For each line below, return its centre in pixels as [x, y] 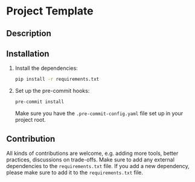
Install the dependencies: [46, 68]
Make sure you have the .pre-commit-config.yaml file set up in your [99, 113]
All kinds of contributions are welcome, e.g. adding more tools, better [92, 153]
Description [29, 33]
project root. [30, 120]
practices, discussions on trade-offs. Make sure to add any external [91, 159]
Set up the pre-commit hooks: [52, 91]
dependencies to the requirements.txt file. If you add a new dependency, [98, 166]
